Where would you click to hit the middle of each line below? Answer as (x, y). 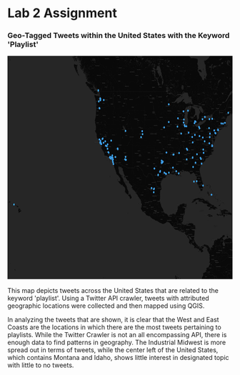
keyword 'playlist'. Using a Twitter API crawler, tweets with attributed (108, 299)
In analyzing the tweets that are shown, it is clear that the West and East (113, 320)
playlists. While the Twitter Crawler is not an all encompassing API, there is (117, 335)
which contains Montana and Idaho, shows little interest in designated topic (119, 358)
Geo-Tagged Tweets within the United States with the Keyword (119, 36)
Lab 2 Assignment (62, 13)
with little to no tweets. (41, 365)
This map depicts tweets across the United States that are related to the (113, 291)
